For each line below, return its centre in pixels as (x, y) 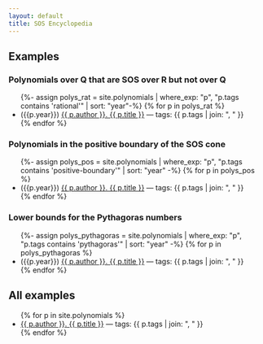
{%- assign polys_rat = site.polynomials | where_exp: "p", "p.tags (129, 98)
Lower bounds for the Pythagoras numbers (95, 218)
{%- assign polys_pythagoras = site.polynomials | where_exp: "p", (131, 235)
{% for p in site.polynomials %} (72, 315)
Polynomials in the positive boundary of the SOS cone (117, 145)
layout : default (36, 16)
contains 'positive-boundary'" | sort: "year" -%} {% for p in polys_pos (137, 171)
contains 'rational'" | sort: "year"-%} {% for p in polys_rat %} (123, 106)
